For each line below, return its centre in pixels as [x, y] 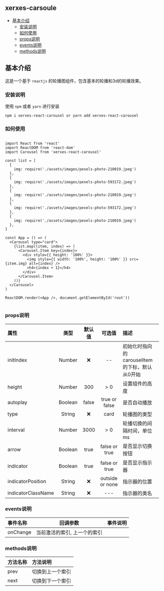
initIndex [17, 360]
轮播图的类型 [137, 414]
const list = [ [20, 161]
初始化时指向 [137, 346]
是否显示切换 [137, 446]
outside [109, 478]
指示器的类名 [137, 493]
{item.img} [16, 264]
